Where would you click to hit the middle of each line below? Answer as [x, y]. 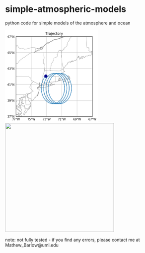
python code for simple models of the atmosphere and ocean [68, 23]
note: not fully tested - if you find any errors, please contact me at [72, 240]
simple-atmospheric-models [66, 9]
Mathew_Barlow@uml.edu [32, 245]
